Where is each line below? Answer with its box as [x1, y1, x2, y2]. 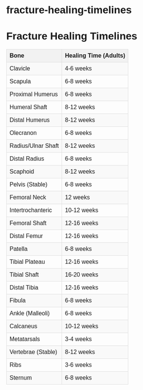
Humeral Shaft [9, 104, 47, 111]
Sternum [9, 374, 32, 382]
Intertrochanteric [9, 207, 52, 214]
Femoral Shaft [9, 220, 47, 227]
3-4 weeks [64, 336, 92, 343]
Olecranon [9, 130, 37, 137]
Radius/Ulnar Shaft [9, 143, 59, 150]
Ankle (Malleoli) [9, 310, 50, 317]
